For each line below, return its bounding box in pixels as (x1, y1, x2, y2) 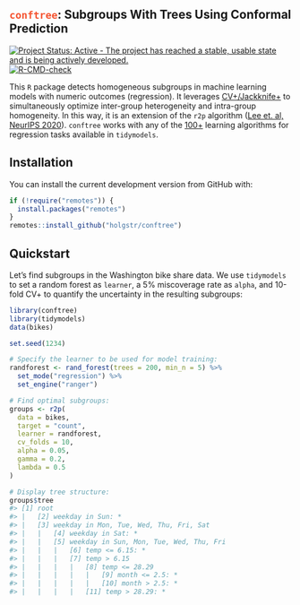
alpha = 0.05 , (17, 446, 70, 455)
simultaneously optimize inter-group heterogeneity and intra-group (9, 100, 257, 111)
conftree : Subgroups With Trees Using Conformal (9, 7, 292, 22)
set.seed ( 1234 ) (9, 339, 66, 348)
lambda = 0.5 (17, 462, 66, 471)
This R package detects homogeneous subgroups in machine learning (9, 81, 267, 92)
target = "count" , (17, 421, 87, 430)
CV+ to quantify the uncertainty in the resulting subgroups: (25, 289, 244, 299)
